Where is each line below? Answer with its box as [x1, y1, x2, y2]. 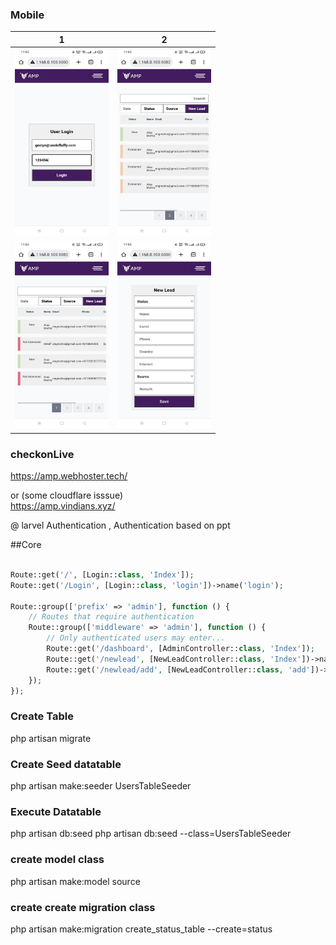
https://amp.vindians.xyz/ [10, 500, 116, 512]
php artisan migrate [10, 732, 92, 744]
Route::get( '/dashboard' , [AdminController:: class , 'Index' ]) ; [46, 644, 315, 654]
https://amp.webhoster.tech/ [10, 470, 128, 482]
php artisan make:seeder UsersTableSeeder [10, 780, 192, 792]
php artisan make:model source [10, 875, 141, 887]
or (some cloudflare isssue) [10, 489, 124, 502]
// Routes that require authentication [28, 612, 195, 622]
